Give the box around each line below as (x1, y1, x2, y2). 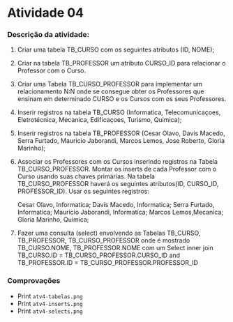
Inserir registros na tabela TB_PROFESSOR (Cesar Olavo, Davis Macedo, (17, 129, 225, 137)
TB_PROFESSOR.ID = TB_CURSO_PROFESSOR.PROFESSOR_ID (17, 259, 199, 267)
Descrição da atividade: (7, 30, 89, 40)
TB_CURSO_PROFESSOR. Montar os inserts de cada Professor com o (17, 165, 217, 174)
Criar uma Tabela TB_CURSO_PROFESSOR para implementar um (17, 80, 203, 89)
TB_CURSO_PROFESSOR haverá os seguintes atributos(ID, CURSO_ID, (17, 180, 219, 188)
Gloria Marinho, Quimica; (17, 215, 89, 224)
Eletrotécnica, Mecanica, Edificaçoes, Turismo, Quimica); (17, 116, 182, 124)
